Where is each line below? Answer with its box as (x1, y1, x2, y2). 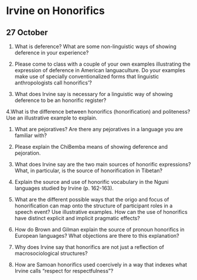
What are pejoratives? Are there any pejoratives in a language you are (14, 126, 184, 132)
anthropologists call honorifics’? (14, 79, 92, 86)
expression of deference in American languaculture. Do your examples (14, 67, 186, 74)
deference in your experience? (14, 49, 89, 56)
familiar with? (14, 132, 47, 139)
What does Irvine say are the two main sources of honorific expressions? (14, 161, 191, 168)
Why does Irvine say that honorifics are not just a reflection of (14, 244, 164, 250)
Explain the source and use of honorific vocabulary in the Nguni (14, 179, 169, 185)
